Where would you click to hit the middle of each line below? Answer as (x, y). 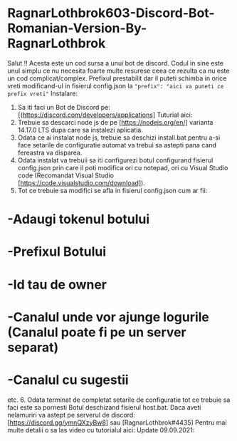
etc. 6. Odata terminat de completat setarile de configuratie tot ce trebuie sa (119, 400)
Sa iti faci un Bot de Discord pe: (64, 107)
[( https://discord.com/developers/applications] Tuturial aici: (105, 115)
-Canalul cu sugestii (68, 380)
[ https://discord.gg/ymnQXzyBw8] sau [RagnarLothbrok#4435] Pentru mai (117, 422)
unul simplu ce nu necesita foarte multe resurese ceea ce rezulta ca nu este (118, 71)
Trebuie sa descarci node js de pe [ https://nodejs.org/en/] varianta (115, 122)
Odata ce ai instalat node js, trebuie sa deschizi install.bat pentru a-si (119, 138)
